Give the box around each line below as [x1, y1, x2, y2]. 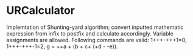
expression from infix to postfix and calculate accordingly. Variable [6, 30, 174, 37]
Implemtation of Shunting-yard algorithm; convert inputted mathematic [6, 23, 184, 31]
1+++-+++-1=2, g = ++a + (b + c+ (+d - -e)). [6, 43, 118, 50]
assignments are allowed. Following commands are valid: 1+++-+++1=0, [6, 36, 187, 43]
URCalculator [6, 4, 75, 17]
